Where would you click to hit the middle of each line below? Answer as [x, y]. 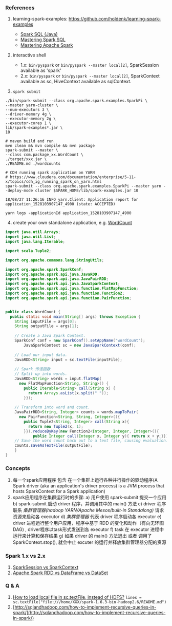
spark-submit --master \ [32, 150]
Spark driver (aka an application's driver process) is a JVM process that [89, 486]
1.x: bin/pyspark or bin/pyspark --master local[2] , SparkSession [90, 65]
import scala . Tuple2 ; [28, 251]
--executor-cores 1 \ [28, 123]
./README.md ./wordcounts [33, 164]
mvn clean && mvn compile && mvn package [50, 146]
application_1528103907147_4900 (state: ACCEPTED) [60, 204]
